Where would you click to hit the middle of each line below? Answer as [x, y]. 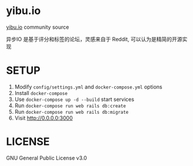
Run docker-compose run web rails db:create [70, 105]
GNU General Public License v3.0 [46, 158]
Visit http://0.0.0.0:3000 [44, 118]
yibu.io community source [38, 27]
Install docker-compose [41, 93]
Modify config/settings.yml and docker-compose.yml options [89, 87]
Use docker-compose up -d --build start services [74, 99]
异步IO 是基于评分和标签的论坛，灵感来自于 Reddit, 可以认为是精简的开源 [94, 39]
